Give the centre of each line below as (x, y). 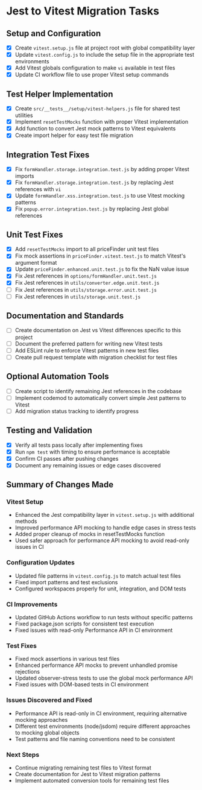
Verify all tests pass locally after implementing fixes (79, 445)
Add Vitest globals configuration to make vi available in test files (95, 68)
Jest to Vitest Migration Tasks (83, 11)
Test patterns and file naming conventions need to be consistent (95, 739)
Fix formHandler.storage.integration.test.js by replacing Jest (94, 183)
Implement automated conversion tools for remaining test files (92, 780)
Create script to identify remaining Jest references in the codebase (98, 391)
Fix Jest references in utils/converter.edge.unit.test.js (87, 283)
